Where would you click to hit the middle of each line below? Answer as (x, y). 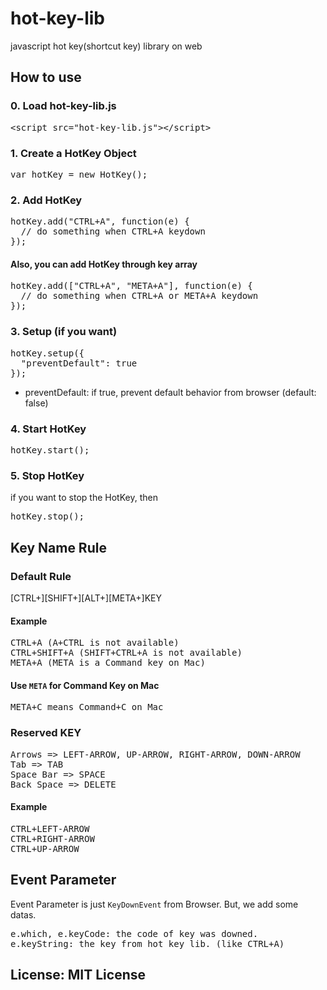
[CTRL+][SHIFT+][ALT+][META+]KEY (86, 598)
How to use (46, 77)
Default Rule (41, 576)
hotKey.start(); (50, 450)
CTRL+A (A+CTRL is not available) (95, 643)
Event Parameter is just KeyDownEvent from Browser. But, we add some (154, 904)
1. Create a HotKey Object (73, 153)
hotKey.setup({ (47, 353)
